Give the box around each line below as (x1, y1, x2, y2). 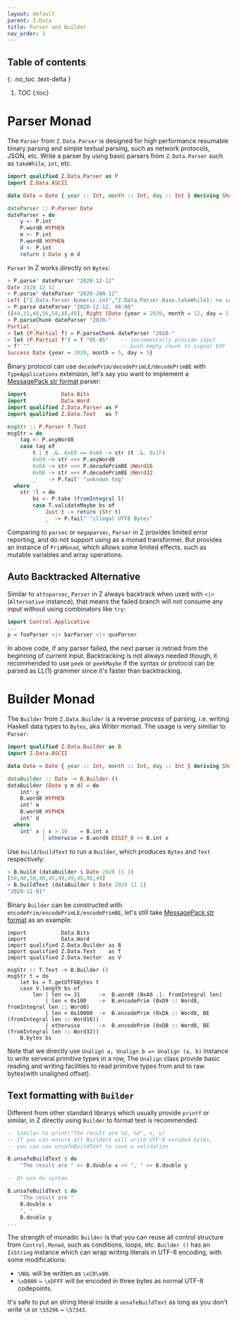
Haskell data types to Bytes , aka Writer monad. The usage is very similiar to (7, 722, 226, 731)
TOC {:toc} (17, 89, 49, 97)
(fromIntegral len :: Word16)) (7, 1016, 99, 1023)
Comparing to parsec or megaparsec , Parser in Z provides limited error (7, 527, 208, 536)
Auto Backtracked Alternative (7, 571, 141, 583)
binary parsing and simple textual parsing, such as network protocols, (7, 144, 210, 152)
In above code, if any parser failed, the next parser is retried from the (7, 644, 208, 653)
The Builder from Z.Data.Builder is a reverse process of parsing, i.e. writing (7, 714, 229, 724)
